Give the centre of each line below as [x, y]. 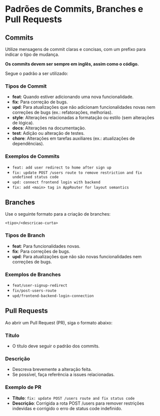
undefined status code [35, 177]
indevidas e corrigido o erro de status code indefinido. [67, 408]
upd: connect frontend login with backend [56, 182]
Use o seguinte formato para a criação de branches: [58, 214]
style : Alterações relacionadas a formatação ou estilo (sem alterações [83, 118]
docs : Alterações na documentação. [49, 128]
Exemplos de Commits [32, 156]
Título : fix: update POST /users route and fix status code [73, 398]
